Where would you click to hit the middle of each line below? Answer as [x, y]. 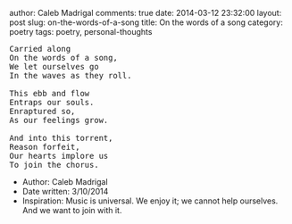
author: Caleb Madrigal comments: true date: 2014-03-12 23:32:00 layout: [146, 13]
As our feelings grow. [59, 120]
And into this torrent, [61, 138]
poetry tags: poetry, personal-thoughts [81, 32]
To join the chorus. [54, 165]
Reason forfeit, [45, 147]
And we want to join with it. [72, 210]
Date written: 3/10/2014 [65, 191]
